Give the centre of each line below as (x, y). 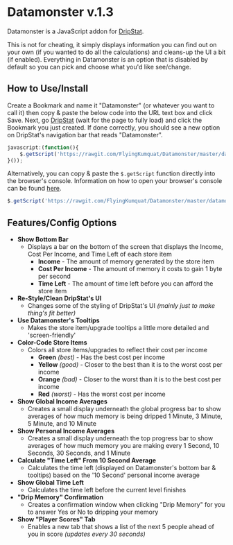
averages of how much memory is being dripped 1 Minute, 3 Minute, (125, 416)
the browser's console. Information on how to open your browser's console (115, 181)
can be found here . (34, 189)
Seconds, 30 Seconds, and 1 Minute (79, 453)
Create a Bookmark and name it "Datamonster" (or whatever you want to (111, 105)
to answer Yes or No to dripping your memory (93, 512)
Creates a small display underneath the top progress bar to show (120, 438)
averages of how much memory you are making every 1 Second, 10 (123, 446)
